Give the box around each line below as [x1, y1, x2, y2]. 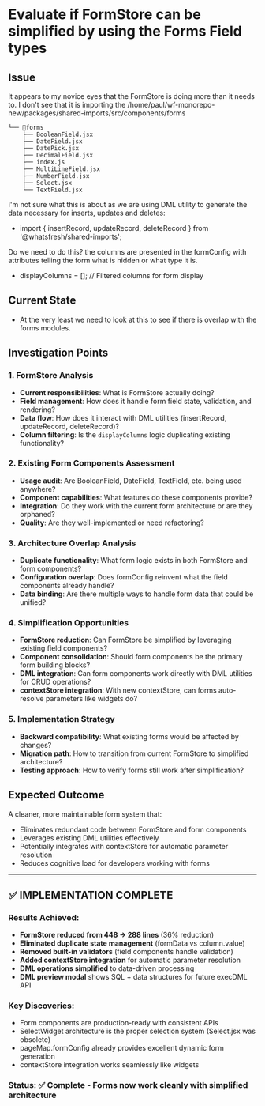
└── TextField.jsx [22, 186, 83, 194]
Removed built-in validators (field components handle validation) [19, 947, 234, 957]
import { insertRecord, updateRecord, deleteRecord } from [19, 224, 209, 232]
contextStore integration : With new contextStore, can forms [19, 685, 217, 695]
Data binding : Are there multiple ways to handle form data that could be [19, 589, 254, 598]
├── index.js [22, 158, 65, 166]
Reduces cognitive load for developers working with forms [19, 858, 211, 867]
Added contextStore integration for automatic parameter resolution [19, 955, 241, 965]
